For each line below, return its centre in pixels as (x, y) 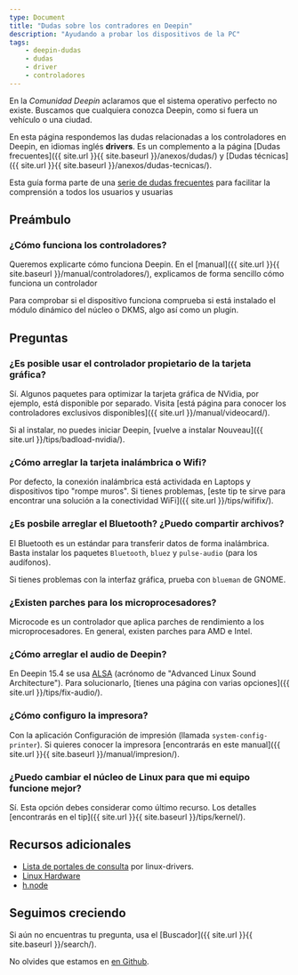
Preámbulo (40, 220)
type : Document (37, 17)
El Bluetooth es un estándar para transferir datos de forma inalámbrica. (139, 543)
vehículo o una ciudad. (51, 119)
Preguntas (39, 338)
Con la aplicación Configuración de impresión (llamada (110, 735)
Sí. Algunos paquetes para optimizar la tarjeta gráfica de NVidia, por (134, 394)
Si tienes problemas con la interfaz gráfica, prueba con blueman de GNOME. (148, 579)
